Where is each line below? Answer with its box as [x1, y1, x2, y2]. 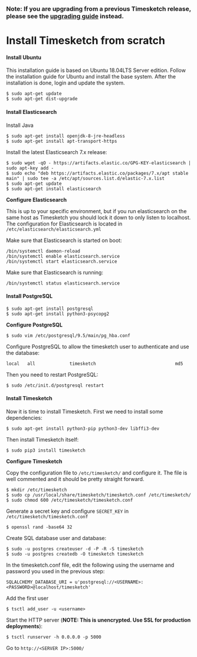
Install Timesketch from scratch [6, 34, 165, 47]
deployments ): [6, 622, 43, 630]
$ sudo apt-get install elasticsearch [6, 185, 101, 192]
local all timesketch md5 [6, 361, 183, 367]
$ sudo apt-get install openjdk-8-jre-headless [6, 133, 126, 139]
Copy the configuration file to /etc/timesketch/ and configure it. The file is [6, 469, 188, 476]
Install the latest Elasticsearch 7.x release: [6, 148, 107, 155]
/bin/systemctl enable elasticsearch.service [6, 253, 120, 259]
